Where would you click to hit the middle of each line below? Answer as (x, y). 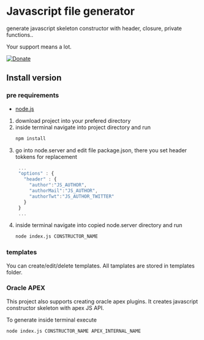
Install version (34, 78)
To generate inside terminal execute (51, 320)
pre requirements (33, 95)
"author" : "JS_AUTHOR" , (58, 185)
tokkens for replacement (46, 156)
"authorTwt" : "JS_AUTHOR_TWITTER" (72, 196)
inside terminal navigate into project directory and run (83, 127)
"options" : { (36, 174)
